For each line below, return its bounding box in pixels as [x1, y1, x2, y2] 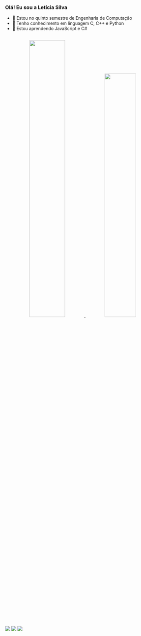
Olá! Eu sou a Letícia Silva [5, 4, 68, 11]
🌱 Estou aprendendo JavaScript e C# [12, 26, 87, 32]
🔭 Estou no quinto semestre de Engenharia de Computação [12, 15, 133, 21]
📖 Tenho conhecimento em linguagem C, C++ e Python [12, 20, 124, 26]
